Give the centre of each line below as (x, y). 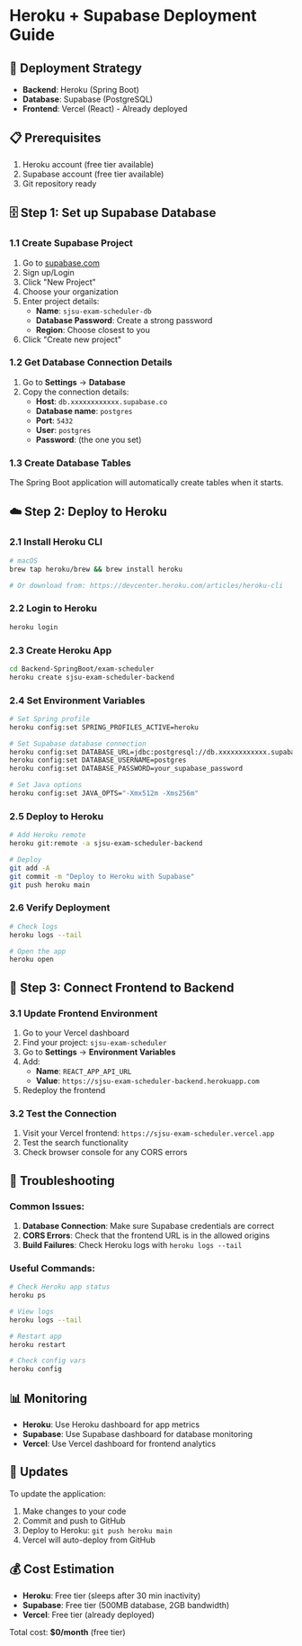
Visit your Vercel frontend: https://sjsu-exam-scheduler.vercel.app (148, 1133)
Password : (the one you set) (89, 439)
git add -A (30, 868)
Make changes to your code (74, 1511)
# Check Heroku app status (60, 1287)
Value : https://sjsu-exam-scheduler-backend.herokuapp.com (147, 1081)
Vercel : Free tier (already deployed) (89, 1614)
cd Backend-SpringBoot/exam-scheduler (82, 669)
